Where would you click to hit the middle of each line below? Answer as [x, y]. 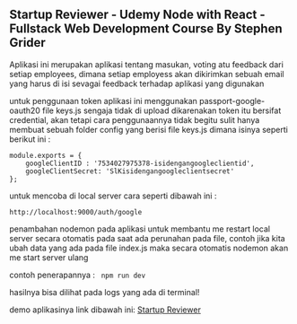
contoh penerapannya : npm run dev [78, 275]
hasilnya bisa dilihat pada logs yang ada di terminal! [105, 292]
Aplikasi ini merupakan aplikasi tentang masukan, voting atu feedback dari [147, 64]
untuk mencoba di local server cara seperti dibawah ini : [113, 196]
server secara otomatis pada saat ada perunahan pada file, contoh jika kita [147, 238]
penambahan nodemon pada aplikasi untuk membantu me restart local [140, 229]
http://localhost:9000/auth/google [76, 212]
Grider [28, 43]
